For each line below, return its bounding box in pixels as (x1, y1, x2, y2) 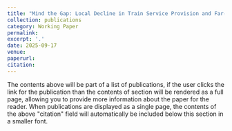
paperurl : (7, 55, 36, 62)
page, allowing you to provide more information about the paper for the (7, 94, 209, 103)
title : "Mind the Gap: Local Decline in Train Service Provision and (7, 10, 212, 17)
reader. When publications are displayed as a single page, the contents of (7, 102, 217, 110)
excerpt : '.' (7, 36, 45, 43)
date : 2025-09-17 (7, 42, 57, 49)
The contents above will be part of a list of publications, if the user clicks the (7, 80, 224, 88)
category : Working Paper (7, 23, 79, 30)
